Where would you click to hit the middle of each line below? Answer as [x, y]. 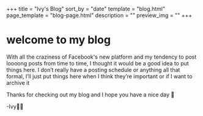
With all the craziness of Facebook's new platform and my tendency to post [102, 57]
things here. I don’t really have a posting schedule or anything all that [93, 70]
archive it [18, 82]
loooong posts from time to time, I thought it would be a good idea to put [98, 63]
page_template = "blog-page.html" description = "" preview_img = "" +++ [99, 15]
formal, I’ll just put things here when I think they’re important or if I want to [99, 76]
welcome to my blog [59, 40]
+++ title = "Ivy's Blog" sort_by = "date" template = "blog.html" [86, 9]
